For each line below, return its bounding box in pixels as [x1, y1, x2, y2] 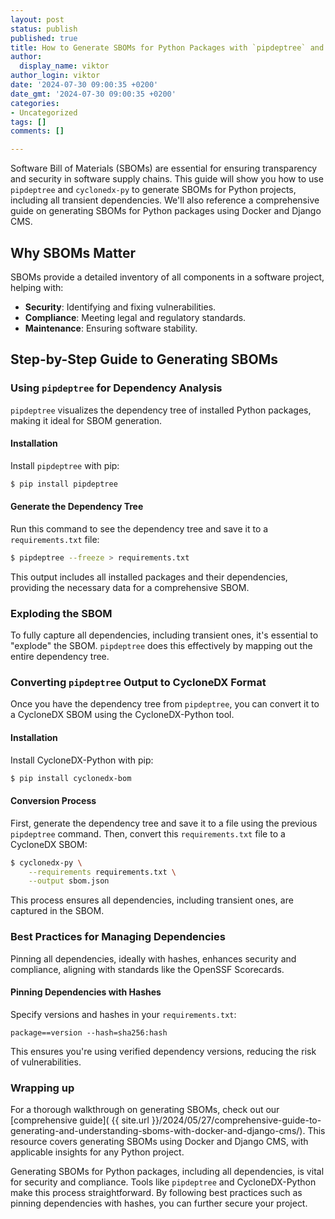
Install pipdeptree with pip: [10, 459, 120, 471]
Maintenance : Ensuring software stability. [24, 322, 198, 334]
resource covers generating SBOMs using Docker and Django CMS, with [10, 1136, 309, 1148]
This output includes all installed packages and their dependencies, [10, 571, 288, 583]
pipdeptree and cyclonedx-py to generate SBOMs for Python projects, [10, 184, 297, 196]
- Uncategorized [10, 107, 78, 118]
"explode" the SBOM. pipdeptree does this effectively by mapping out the [10, 640, 313, 652]
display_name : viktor [19, 61, 110, 71]
